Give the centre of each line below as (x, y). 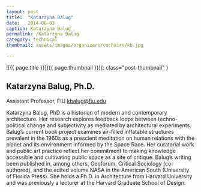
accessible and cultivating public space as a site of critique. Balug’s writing (99, 157)
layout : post (22, 12)
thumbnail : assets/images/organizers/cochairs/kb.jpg (75, 46)
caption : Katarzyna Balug (38, 28)
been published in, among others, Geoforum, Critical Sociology (84, 163)
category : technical (32, 40)
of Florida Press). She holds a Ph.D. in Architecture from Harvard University (99, 176)
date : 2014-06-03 (31, 23)
